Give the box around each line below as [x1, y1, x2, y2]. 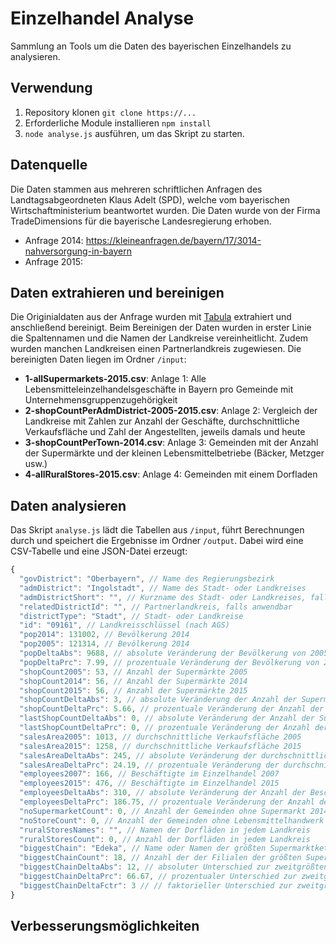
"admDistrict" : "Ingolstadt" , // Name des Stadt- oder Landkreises [19, 583, 307, 593]
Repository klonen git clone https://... [24, 106, 197, 118]
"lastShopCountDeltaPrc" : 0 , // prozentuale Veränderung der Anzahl [19, 723, 311, 733]
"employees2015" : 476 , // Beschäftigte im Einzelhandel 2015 [19, 778, 280, 789]
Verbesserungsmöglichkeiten [10, 918, 200, 935]
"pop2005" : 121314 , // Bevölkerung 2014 [19, 639, 190, 649]
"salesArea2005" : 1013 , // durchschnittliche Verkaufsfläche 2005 [19, 732, 302, 742]
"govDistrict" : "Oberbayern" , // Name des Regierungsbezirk [19, 574, 275, 584]
